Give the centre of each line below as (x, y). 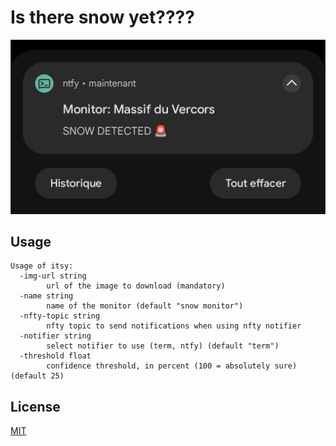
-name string (46, 296)
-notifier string (55, 336)
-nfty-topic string (60, 316)
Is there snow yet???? (102, 17)
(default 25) (37, 376)
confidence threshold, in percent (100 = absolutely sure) (172, 366)
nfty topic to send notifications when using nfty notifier (174, 326)
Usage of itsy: (42, 266)
